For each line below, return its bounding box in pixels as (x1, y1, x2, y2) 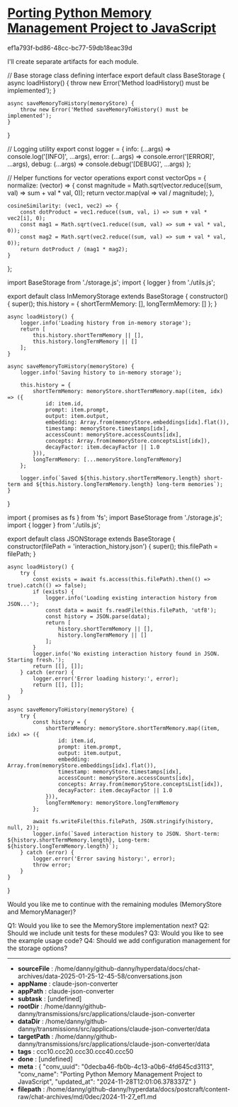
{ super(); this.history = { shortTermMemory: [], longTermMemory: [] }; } (7, 299, 217, 308)
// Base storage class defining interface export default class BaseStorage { (7, 71, 225, 79)
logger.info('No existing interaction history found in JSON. (33, 650, 220, 657)
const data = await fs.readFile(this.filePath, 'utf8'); (45, 607, 217, 614)
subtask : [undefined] (17, 994, 82, 1003)
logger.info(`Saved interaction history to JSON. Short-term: (33, 830, 220, 837)
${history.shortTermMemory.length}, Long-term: (7, 836, 151, 844)
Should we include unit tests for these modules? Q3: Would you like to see (7, 928, 224, 937)
